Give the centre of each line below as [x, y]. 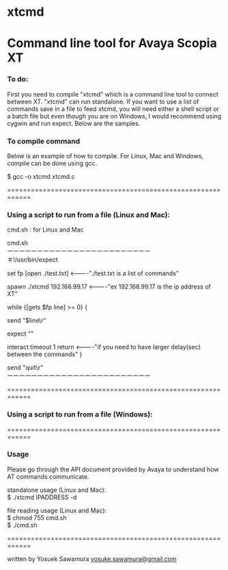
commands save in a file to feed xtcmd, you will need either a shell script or [113, 109]
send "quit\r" [25, 368]
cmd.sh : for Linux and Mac [45, 230]
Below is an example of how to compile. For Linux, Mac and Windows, [105, 156]
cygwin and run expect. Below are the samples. [74, 123]
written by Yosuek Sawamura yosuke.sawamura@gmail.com [92, 558]
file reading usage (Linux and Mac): [57, 510]
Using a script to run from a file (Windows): [80, 414]
